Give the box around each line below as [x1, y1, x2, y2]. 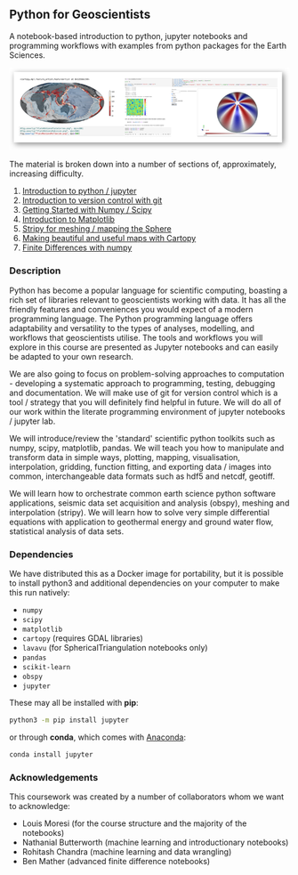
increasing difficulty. [9, 168, 85, 179]
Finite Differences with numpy [21, 242, 133, 253]
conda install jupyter [9, 749, 93, 759]
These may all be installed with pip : [9, 698, 140, 709]
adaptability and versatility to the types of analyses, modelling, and [9, 322, 255, 333]
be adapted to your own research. [9, 351, 133, 361]
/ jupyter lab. [9, 416, 56, 426]
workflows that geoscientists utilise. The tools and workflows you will [9, 332, 263, 343]
